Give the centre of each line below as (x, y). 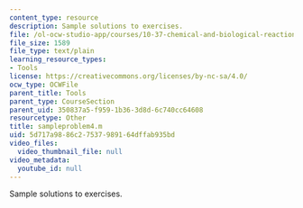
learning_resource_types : (58, 59)
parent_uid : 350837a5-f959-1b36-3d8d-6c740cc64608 (106, 110)
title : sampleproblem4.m (56, 127)
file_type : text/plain (52, 51)
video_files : (34, 143)
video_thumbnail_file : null (70, 151)
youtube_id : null (50, 168)
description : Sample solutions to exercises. (96, 26)
